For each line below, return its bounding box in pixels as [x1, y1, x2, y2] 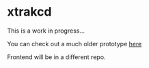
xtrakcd [7, 4, 52, 20]
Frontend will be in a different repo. [7, 52, 106, 61]
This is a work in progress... [7, 27, 85, 35]
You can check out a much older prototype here [7, 39, 142, 48]
